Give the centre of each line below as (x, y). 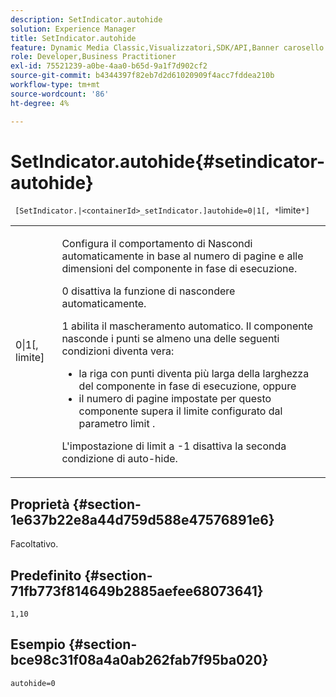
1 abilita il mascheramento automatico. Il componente (187, 326)
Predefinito (46, 575)
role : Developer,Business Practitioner (93, 57)
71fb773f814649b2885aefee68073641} (137, 591)
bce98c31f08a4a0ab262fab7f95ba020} (139, 660)
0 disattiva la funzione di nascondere (148, 291)
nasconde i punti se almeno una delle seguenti (170, 339)
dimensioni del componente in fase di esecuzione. (179, 269)
